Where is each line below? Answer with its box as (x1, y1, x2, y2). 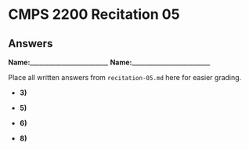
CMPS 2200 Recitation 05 (8, 5, 180, 24)
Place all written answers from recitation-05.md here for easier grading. (8, 73, 242, 82)
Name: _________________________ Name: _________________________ (8, 57, 211, 67)
